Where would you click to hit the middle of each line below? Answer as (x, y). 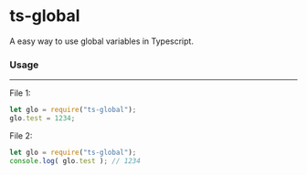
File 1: (20, 93)
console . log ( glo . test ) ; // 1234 (75, 160)
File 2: (21, 135)
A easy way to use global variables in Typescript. (102, 41)
